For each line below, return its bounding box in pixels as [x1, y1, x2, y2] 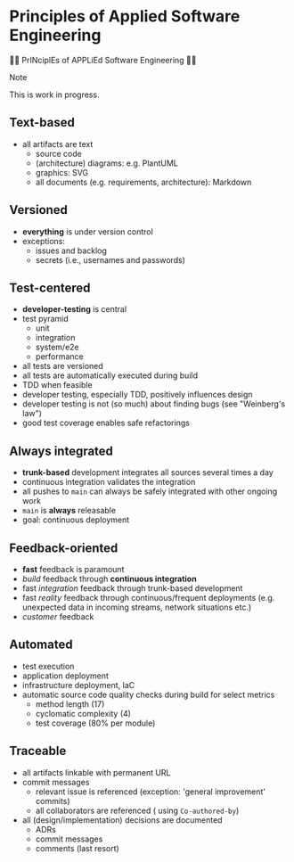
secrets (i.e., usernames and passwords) [35, 254, 185, 265]
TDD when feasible [21, 380, 93, 390]
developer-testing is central [21, 304, 127, 315]
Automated [9, 637, 73, 653]
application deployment [21, 670, 110, 681]
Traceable [9, 743, 67, 759]
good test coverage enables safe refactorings [21, 417, 190, 429]
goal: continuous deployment [21, 514, 130, 525]
